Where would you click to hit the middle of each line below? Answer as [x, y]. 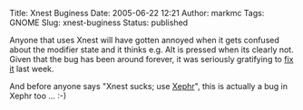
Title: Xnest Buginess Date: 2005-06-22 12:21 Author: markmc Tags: [137, 13]
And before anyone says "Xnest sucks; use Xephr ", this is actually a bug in [149, 86]
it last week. [32, 69]
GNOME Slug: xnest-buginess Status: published [99, 23]
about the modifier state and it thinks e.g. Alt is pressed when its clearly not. [151, 50]
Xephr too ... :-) [38, 96]
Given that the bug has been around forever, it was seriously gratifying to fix [151, 59]
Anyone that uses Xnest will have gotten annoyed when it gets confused [144, 40]
